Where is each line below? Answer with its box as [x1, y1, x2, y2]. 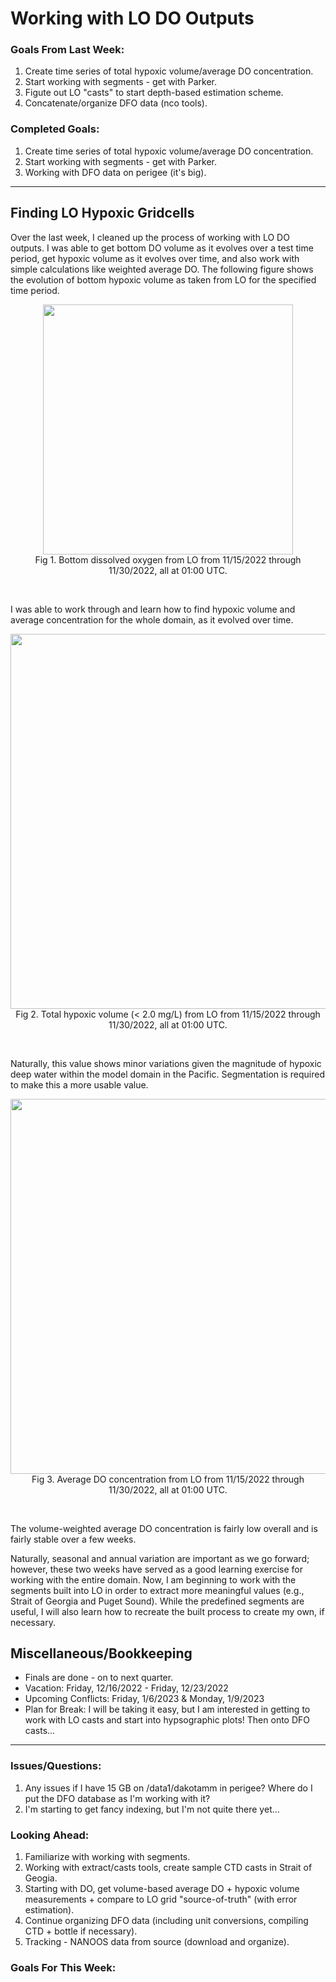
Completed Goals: [10, 122, 100, 136]
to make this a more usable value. [10, 1078, 149, 1091]
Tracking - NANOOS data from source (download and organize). [24, 1936, 290, 1947]
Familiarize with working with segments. [24, 1851, 191, 1862]
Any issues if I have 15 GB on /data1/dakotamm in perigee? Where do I [24, 1782, 313, 1794]
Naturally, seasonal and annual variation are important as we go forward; [10, 1552, 310, 1564]
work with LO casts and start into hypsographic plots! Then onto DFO [24, 1714, 311, 1726]
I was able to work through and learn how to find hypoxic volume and [10, 603, 296, 615]
